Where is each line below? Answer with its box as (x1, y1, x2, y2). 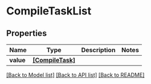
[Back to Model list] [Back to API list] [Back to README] (6, 71, 145, 79)
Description (81, 46, 116, 54)
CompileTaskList (6, 4, 92, 18)
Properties (6, 28, 47, 38)
